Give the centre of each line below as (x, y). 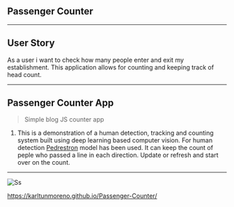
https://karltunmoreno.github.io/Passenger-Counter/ (82, 196)
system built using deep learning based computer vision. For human (115, 140)
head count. (24, 74)
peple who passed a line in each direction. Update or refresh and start (118, 155)
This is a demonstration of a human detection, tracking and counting (115, 133)
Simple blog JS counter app (64, 119)
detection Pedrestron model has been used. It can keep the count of (115, 148)
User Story (31, 43)
